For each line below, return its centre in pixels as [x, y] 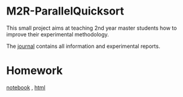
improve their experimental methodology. [58, 34]
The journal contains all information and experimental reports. [83, 46]
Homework [35, 71]
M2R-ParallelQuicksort [65, 11]
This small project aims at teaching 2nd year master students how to [91, 28]
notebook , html [26, 87]
